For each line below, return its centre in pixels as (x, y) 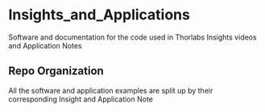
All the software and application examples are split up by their (111, 90)
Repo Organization (56, 71)
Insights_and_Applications (99, 15)
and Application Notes (45, 45)
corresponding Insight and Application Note (81, 99)
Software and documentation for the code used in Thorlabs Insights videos (132, 37)
